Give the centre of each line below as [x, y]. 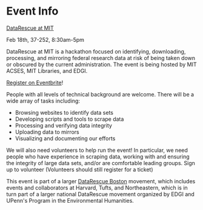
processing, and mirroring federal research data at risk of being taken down [101, 58]
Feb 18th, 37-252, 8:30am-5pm [45, 39]
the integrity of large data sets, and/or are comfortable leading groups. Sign [101, 163]
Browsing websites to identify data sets [64, 112]
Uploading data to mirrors [47, 132]
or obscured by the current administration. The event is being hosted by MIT [101, 64]
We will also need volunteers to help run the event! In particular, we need [97, 150]
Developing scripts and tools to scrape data [69, 119]
